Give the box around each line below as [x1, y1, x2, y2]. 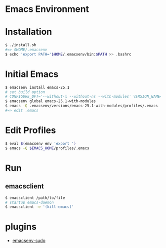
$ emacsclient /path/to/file [5, 195, 65, 200]
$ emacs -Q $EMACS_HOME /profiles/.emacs [5, 145, 90, 151]
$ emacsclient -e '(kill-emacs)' [5, 204, 74, 209]
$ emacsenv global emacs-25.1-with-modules [5, 99, 96, 104]
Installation [5, 26, 52, 38]
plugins [5, 221, 37, 233]
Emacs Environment [5, 3, 89, 15]
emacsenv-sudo [12, 238, 46, 244]
